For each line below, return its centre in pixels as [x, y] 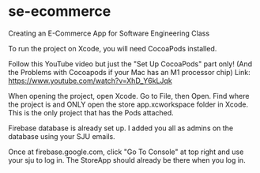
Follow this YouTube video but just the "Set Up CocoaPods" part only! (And [130, 64]
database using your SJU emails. [62, 136]
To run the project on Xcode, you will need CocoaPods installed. [113, 48]
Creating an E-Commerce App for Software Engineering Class [109, 33]
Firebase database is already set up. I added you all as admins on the [121, 128]
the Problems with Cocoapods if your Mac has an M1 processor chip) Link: [129, 72]
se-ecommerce [60, 11]
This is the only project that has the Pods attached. [91, 112]
